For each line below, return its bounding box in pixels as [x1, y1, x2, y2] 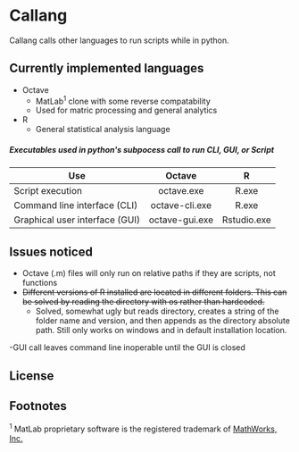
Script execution [13, 185, 83, 197]
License [9, 368, 54, 383]
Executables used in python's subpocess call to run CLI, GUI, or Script [9, 145, 275, 155]
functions [21, 278, 58, 289]
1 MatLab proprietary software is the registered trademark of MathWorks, [9, 422, 278, 434]
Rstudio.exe [221, 213, 272, 226]
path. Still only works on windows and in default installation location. [35, 325, 287, 336]
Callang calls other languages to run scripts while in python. [9, 35, 229, 46]
